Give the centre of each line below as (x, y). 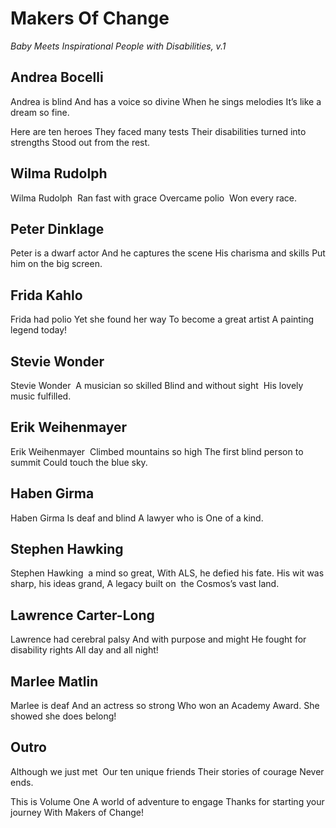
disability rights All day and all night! (84, 650)
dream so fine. (40, 112)
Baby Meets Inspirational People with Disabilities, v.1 (118, 46)
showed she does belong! (63, 716)
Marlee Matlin (54, 681)
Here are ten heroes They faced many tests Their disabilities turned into (158, 131)
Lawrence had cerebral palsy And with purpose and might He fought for (158, 639)
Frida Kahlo (46, 295)
